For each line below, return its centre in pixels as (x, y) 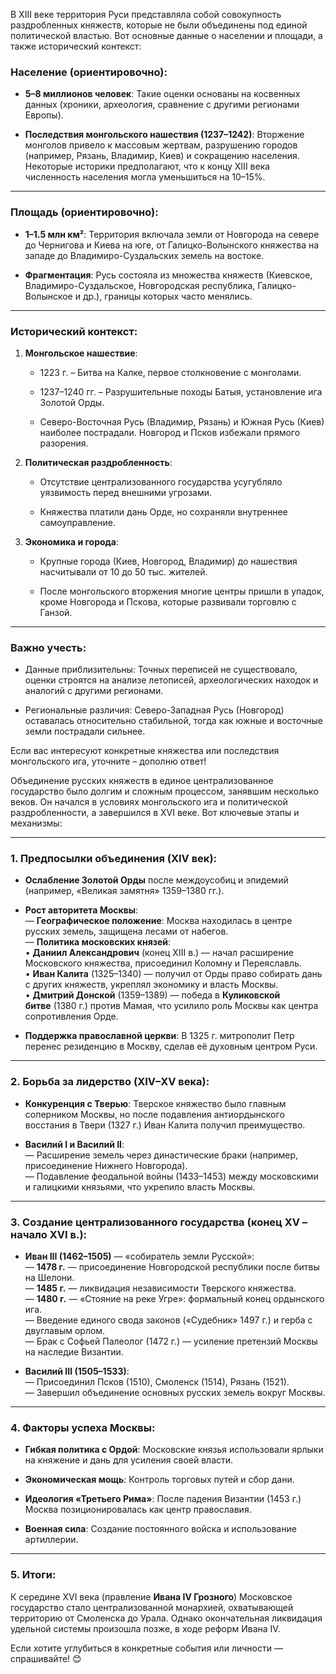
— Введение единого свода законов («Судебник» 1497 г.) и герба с (168, 1320)
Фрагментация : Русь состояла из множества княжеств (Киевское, (168, 275)
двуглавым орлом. (65, 1331)
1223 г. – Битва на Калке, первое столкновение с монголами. (170, 372)
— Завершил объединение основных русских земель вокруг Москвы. (175, 1393)
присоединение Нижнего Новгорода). (106, 1165)
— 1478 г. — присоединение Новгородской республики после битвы (172, 1267)
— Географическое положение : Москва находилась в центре (158, 921)
